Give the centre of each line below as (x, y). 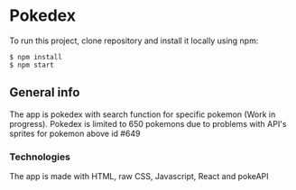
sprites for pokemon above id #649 (75, 133)
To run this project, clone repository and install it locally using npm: (134, 41)
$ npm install (36, 57)
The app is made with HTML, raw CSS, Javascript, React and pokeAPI (139, 176)
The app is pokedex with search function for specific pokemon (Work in (143, 114)
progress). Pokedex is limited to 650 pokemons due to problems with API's (148, 123)
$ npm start (32, 65)
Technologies (40, 157)
